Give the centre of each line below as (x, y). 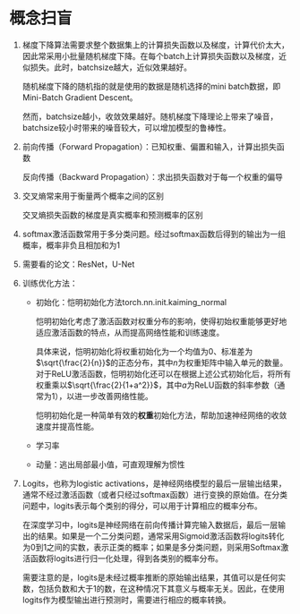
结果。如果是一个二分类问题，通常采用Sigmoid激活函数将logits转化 (161, 536)
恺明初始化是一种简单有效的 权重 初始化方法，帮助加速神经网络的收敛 (161, 415)
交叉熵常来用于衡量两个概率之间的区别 (93, 196)
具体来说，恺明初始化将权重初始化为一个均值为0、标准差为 (144, 351)
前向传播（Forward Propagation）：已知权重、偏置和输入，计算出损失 (150, 146)
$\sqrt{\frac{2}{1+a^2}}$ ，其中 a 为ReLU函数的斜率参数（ (172, 385)
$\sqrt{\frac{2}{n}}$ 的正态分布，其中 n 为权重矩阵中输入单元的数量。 (162, 362)
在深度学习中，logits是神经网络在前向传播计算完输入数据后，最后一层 (150, 524)
